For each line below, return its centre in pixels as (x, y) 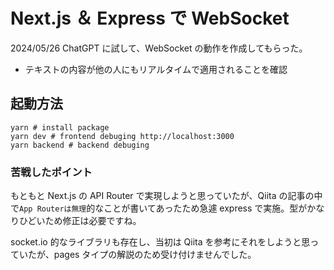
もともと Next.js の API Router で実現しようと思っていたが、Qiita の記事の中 (166, 196)
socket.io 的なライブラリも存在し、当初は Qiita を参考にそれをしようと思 (160, 242)
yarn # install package (60, 127)
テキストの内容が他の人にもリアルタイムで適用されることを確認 (156, 69)
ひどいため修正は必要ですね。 (80, 221)
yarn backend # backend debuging (80, 145)
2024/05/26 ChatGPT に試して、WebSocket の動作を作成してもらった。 (159, 48)
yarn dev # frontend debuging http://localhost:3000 (122, 136)
